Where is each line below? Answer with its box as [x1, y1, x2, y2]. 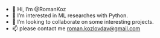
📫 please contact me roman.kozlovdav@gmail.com [11, 25, 141, 32]
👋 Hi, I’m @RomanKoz [11, 6, 66, 12]
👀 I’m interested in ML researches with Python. [11, 12, 129, 19]
